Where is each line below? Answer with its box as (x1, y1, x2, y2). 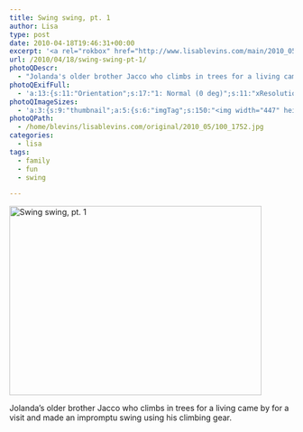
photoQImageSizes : (9, 97, 78, 107)
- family (17, 155, 50, 165)
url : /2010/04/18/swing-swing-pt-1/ (9, 55, 147, 64)
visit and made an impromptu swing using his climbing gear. (9, 412, 233, 423)
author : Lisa (9, 22, 59, 31)
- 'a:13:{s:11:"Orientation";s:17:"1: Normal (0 (17, 89, 204, 98)
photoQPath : (9, 114, 54, 123)
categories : (9, 131, 54, 140)
